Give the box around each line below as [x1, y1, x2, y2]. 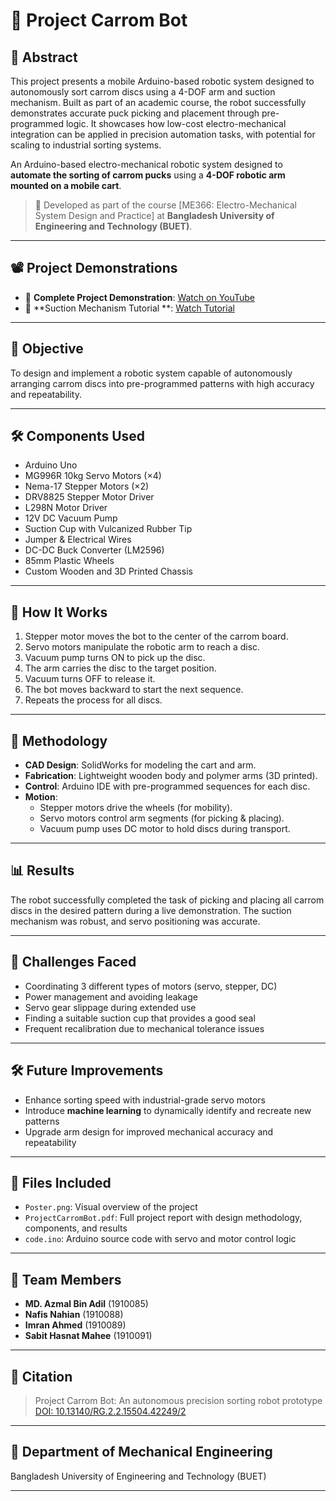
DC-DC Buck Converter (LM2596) [24, 544, 165, 556]
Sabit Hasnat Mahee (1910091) [24, 1330, 153, 1342]
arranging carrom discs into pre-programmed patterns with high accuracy [10, 377, 315, 389]
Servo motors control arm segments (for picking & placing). [39, 812, 285, 824]
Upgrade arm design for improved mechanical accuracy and [24, 1125, 274, 1138]
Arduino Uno [24, 459, 78, 471]
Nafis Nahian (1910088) [24, 1309, 124, 1321]
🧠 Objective [10, 340, 84, 358]
